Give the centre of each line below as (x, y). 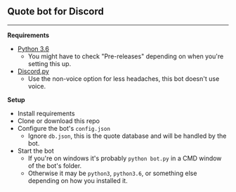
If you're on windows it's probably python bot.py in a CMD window (125, 158)
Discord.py (33, 71)
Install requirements (46, 113)
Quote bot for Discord (55, 12)
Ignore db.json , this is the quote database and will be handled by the (127, 136)
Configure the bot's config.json (64, 128)
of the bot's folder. (55, 165)
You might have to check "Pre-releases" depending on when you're (126, 56)
